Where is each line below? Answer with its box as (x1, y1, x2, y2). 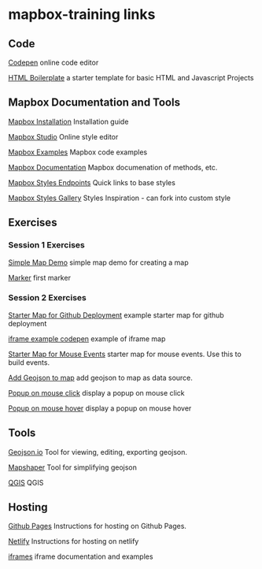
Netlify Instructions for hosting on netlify (8, 537, 139, 546)
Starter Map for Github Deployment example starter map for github (8, 310, 224, 320)
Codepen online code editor (8, 58, 99, 67)
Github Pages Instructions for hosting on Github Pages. (8, 522, 187, 531)
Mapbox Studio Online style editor (8, 132, 119, 141)
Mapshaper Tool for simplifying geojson (8, 463, 138, 472)
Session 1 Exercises (8, 240, 85, 251)
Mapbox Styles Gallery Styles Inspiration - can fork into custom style (8, 193, 231, 203)
